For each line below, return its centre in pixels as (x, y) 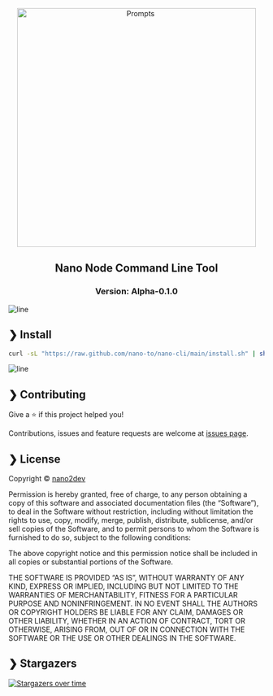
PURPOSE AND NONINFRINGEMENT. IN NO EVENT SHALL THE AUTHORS (133, 603)
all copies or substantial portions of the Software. (91, 562)
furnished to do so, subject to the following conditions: (100, 537)
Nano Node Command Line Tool (136, 268)
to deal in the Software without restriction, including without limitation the (131, 511)
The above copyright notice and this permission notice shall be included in (133, 553)
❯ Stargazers (43, 664)
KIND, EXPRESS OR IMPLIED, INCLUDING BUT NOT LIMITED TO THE (123, 586)
